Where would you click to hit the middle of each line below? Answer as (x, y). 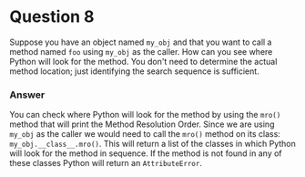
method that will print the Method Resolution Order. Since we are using (142, 124)
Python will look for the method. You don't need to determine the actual (143, 61)
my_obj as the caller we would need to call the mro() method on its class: (145, 134)
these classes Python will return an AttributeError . (106, 163)
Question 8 (52, 17)
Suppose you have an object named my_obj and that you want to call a (141, 42)
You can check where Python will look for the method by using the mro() (145, 115)
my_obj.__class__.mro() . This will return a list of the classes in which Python (152, 144)
